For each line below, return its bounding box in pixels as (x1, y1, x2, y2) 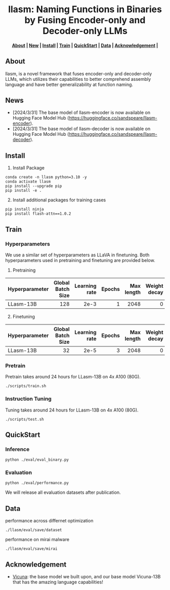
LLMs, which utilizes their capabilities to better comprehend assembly (5, 76, 151, 82)
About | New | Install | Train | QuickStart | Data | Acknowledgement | (12, 42, 158, 48)
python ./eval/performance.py (5, 481, 69, 486)
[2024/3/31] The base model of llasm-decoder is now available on (12, 126, 151, 132)
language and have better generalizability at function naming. (5, 81, 133, 87)
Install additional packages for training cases (12, 197, 106, 203)
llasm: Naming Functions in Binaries (8, 4, 162, 15)
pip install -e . (5, 188, 42, 193)
